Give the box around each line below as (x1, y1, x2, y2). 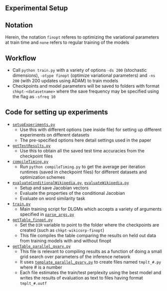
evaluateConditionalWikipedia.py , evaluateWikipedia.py (12, 179, 129, 185)
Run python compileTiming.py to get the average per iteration (19, 163, 146, 169)
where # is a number (19, 264, 62, 270)
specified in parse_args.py (19, 211, 75, 217)
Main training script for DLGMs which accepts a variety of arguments (19, 206, 162, 212)
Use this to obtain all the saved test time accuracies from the (19, 147, 145, 153)
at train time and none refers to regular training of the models (5, 39, 130, 45)
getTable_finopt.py (12, 217, 53, 222)
